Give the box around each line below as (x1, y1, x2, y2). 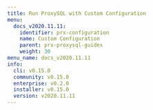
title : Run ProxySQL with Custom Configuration (7, 10, 147, 17)
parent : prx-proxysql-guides (19, 42, 103, 49)
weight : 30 (19, 49, 51, 55)
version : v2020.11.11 (13, 93, 76, 100)
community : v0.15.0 (13, 73, 70, 81)
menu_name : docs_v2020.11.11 (7, 55, 91, 61)
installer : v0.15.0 (13, 86, 70, 93)
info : (7, 61, 23, 68)
